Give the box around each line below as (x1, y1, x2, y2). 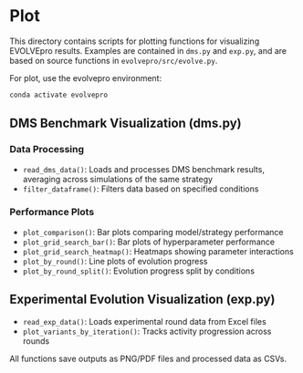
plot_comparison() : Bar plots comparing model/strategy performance (22, 226, 285, 237)
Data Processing (9, 143, 85, 156)
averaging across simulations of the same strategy (22, 173, 213, 184)
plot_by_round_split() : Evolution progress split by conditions (22, 265, 256, 276)
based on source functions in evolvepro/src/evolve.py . (9, 55, 218, 66)
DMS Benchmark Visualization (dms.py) (9, 116, 242, 131)
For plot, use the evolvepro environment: (9, 72, 162, 83)
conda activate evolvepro (9, 90, 108, 99)
